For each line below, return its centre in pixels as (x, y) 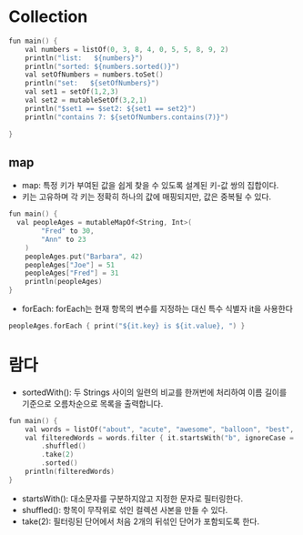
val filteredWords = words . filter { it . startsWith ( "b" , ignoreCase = (160, 438)
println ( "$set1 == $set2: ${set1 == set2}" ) (111, 108)
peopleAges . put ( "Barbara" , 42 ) (84, 257)
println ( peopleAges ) (64, 282)
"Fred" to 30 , (68, 231)
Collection (48, 17)
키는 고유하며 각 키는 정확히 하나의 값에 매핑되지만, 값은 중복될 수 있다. (146, 197)
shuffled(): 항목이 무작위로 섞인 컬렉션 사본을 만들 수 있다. (125, 510)
